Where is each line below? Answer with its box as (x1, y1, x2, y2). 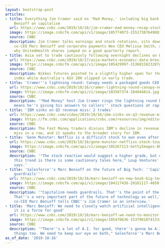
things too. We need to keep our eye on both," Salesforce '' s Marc (14, 231, 155, 236)
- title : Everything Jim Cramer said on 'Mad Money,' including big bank (5, 16, 160, 21)
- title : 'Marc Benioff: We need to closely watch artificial (5, 203, 135, 209)
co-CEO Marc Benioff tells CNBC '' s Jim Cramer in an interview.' (14, 199, 151, 204)
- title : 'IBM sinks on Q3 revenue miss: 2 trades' (5, 108, 113, 113)
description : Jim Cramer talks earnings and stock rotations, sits (9, 39, 151, 44)
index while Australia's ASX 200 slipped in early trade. (14, 76, 135, 81)
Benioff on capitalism (14, 21, 60, 26)
